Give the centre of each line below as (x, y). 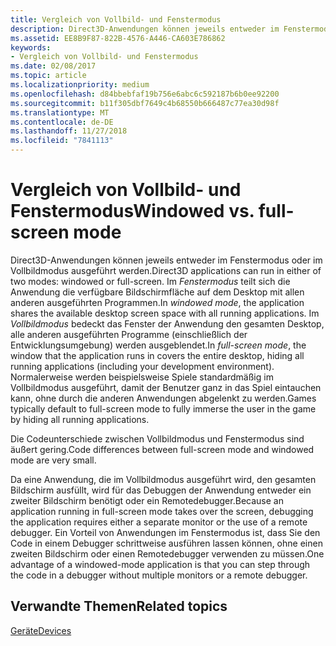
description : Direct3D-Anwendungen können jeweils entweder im (145, 29)
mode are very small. (53, 460)
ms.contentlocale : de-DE (62, 122)
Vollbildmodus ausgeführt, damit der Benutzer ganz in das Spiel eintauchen (166, 387)
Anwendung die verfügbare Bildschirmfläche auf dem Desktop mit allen (157, 292)
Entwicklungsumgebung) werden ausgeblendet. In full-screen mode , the (158, 345)
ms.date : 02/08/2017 (53, 66)
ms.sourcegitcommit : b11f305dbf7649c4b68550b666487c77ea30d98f (145, 103)
